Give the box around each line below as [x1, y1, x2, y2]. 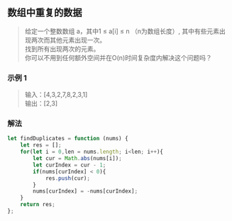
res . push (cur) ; [45, 174, 91, 182]
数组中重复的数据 [7, 6, 82, 19]
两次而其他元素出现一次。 [31, 35, 106, 44]
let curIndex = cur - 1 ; [33, 161, 106, 169]
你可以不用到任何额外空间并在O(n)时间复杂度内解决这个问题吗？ [24, 53, 212, 62]
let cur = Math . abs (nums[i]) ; [33, 155, 122, 162]
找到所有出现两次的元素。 [24, 45, 100, 53]
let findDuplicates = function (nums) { [7, 135, 129, 142]
